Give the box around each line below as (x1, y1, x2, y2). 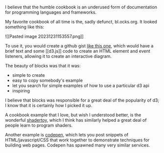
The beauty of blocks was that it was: (5, 63, 81, 68)
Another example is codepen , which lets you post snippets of (5, 132, 129, 137)
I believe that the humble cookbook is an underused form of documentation (5, 4, 158, 10)
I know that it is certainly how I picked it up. (5, 103, 93, 108)
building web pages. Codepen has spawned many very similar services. (5, 142, 150, 148)
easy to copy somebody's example (12, 78, 83, 83)
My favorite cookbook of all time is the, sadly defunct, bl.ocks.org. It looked (5, 19, 158, 24)
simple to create (12, 72, 45, 78)
